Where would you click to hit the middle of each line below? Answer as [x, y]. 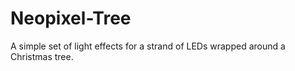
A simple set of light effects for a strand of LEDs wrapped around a [148, 46]
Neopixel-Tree [71, 18]
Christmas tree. [42, 56]
